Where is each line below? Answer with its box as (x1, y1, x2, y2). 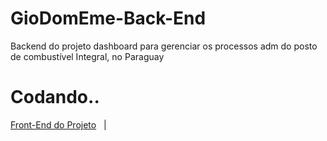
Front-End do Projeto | (10, 118, 107, 131)
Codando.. (10, 86, 100, 109)
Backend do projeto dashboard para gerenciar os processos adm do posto (10, 40, 318, 52)
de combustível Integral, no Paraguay (10, 50, 165, 62)
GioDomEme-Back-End (10, 7, 207, 30)
